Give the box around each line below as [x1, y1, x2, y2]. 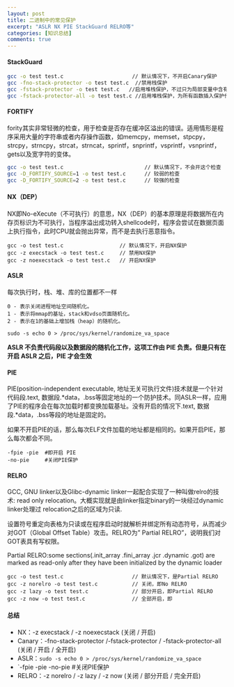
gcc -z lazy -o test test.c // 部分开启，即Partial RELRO [7, 588, 214, 595]
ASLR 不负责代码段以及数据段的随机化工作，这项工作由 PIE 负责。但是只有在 [7, 343, 226, 352]
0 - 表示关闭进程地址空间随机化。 [7, 303, 93, 310]
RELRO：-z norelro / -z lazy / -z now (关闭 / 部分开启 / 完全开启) [17, 671, 201, 679]
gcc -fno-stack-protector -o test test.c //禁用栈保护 [7, 79, 168, 87]
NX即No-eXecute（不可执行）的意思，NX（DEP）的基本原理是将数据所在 [7, 210, 218, 218]
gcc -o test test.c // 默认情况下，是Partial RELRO [7, 574, 219, 581]
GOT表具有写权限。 [7, 537, 63, 546]
